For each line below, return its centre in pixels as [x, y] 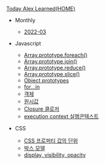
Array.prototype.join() [50, 61]
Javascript [28, 43]
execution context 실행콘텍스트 [61, 116]
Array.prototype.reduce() [55, 68]
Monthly [25, 20]
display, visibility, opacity [55, 155]
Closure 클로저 [42, 109]
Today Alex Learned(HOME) [41, 9]
